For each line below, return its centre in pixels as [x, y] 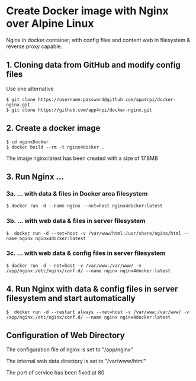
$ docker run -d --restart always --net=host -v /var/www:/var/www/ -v [98, 312]
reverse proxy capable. [34, 46]
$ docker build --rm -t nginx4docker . [55, 147]
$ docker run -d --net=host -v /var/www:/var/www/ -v [74, 266]
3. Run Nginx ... [35, 177]
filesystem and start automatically [71, 298]
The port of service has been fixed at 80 [55, 373]
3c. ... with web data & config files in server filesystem [86, 253]
